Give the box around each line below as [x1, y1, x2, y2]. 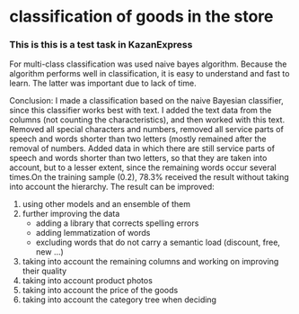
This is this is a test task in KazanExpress [9, 39, 193, 51]
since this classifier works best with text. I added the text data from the [9, 105, 272, 116]
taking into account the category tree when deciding [22, 294, 217, 305]
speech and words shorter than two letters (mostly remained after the [9, 133, 267, 145]
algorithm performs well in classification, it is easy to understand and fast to [9, 68, 290, 79]
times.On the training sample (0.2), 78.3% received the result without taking [9, 172, 289, 183]
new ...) [35, 247, 65, 257]
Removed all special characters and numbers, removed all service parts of [9, 124, 285, 135]
